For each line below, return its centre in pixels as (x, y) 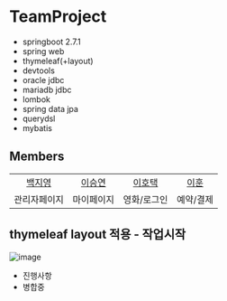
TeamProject (58, 17)
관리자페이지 (39, 199)
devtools (39, 71)
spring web (43, 51)
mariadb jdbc (47, 89)
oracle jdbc (43, 80)
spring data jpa (50, 108)
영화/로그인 (145, 199)
